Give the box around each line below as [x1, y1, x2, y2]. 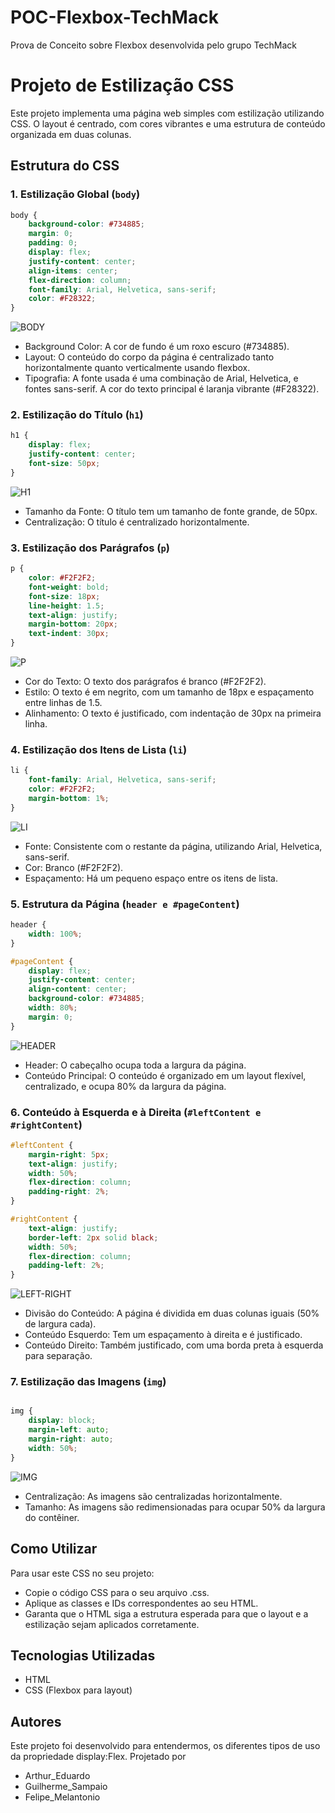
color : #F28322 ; [28, 294, 97, 304]
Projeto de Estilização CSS [10, 74, 235, 97]
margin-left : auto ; [28, 1425, 110, 1435]
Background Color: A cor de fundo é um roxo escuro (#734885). [24, 341, 290, 353]
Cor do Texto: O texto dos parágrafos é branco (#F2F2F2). [24, 676, 267, 688]
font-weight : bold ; [28, 582, 110, 592]
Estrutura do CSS [10, 157, 120, 175]
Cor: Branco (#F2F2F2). [24, 861, 124, 873]
